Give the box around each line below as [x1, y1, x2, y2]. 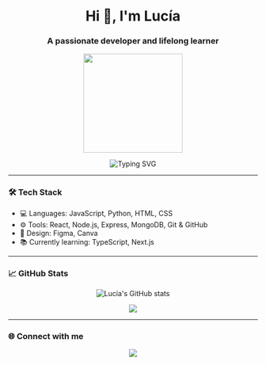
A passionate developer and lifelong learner [47, 36, 219, 47]
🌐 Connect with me [8, 331, 84, 341]
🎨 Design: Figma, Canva [19, 228, 98, 238]
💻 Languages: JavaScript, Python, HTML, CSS [19, 208, 173, 218]
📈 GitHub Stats [8, 268, 69, 279]
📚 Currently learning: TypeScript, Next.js [19, 237, 154, 246]
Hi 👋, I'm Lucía [85, 7, 180, 25]
